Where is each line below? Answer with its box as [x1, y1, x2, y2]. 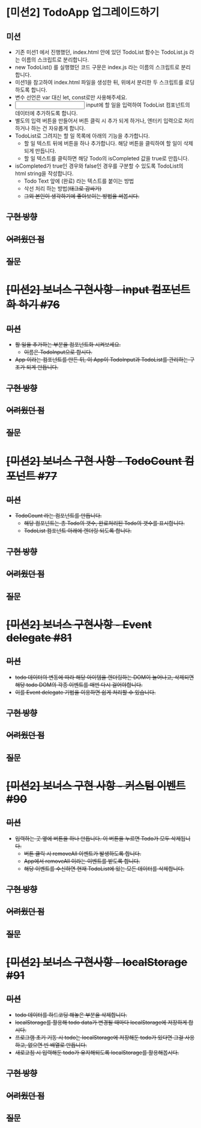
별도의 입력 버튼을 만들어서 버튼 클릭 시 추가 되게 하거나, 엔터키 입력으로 [14, 117, 183, 124]
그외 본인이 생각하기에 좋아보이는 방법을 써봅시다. [23, 192, 140, 200]
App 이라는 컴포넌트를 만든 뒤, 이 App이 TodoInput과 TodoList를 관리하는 [14, 356, 188, 364]
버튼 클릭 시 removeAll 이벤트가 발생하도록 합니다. [23, 849, 142, 857]
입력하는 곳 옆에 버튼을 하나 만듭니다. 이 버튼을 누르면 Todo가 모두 [14, 834, 170, 842]
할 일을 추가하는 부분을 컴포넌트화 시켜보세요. [14, 341, 121, 348]
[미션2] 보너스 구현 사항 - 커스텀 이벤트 [6, 779, 186, 793]
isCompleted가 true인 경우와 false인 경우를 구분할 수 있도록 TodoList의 [14, 162, 184, 169]
